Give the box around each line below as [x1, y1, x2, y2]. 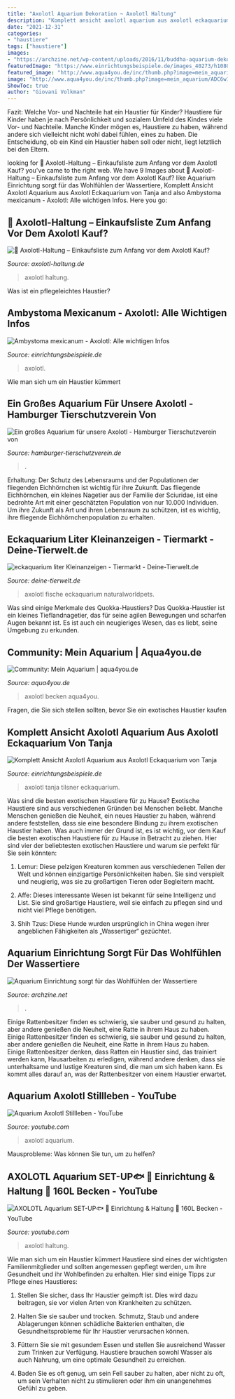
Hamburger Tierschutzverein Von [7, 409, 157, 421]
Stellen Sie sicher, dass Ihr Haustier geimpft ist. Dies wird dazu [17, 1291, 198, 1299]
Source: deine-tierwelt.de [7, 576, 81, 585]
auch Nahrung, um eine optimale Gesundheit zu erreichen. [17, 1355, 187, 1364]
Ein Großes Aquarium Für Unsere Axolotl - [7, 398, 194, 410]
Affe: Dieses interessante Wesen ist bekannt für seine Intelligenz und [17, 891, 216, 899]
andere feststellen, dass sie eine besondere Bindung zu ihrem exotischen [7, 819, 218, 827]
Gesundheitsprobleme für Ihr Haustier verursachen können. [17, 1327, 190, 1336]
